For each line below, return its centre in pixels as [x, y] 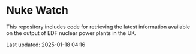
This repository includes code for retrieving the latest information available [98, 27]
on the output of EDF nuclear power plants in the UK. [71, 33]
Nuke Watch [37, 10]
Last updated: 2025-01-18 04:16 [46, 45]
